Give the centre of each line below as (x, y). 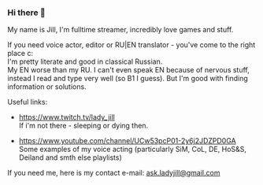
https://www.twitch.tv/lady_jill (67, 117)
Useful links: (28, 102)
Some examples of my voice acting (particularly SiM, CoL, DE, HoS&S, (133, 150)
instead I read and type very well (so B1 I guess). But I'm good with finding (128, 79)
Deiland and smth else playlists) (70, 157)
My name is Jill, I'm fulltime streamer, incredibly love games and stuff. (120, 30)
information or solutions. (47, 87)
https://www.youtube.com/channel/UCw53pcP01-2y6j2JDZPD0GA (128, 141)
